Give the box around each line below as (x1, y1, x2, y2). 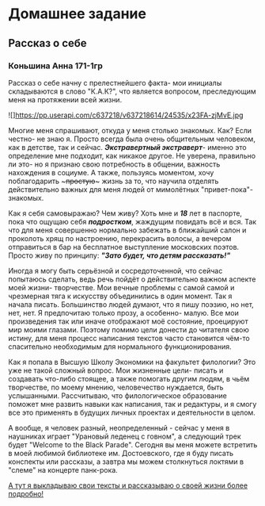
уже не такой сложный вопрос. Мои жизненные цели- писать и (8, 366, 224, 375)
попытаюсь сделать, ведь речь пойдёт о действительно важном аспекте (8, 274, 256, 284)
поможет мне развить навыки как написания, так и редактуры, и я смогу (8, 399, 257, 408)
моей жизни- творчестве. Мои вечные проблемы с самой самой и (8, 282, 235, 292)
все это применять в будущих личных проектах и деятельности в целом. (8, 408, 256, 417)
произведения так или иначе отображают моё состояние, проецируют (8, 316, 248, 326)
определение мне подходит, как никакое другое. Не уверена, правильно (8, 151, 256, 160)
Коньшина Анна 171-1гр (8, 60, 103, 71)
